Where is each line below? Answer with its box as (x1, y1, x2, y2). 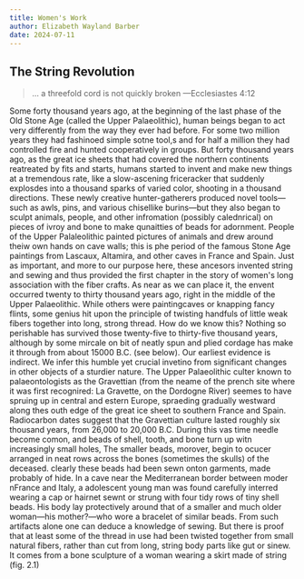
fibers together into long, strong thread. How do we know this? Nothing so (9, 318, 287, 329)
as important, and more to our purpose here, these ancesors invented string (9, 260, 293, 271)
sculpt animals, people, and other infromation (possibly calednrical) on (9, 212, 274, 223)
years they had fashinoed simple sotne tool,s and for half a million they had (9, 135, 290, 145)
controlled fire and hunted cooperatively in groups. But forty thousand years (9, 145, 295, 155)
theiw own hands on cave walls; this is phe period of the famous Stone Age (9, 241, 291, 252)
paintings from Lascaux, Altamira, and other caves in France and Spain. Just (9, 251, 295, 262)
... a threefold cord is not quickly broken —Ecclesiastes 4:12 (31, 88, 256, 99)
